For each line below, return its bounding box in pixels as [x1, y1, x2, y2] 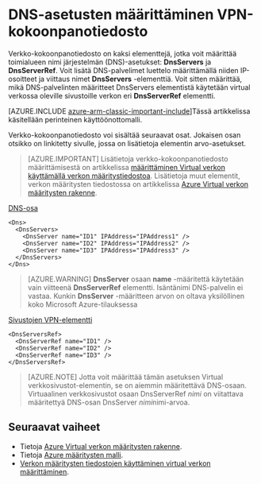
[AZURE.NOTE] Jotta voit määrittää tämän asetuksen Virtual [27, 372, 224, 381]
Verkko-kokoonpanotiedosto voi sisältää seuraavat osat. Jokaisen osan [8, 130, 241, 140]
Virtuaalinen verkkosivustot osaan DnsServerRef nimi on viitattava [27, 389, 244, 398]
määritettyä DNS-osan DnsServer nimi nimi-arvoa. [27, 397, 190, 407]
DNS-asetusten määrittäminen [8, 6, 214, 24]
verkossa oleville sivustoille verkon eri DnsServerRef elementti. [8, 91, 216, 100]
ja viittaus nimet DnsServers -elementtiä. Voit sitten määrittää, [38, 74, 243, 83]
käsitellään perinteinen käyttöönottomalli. [8, 114, 143, 124]
